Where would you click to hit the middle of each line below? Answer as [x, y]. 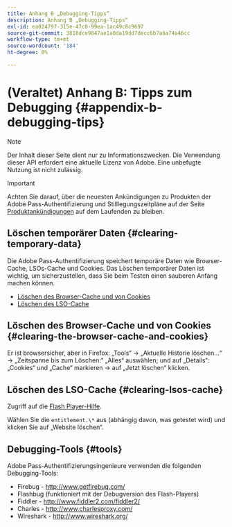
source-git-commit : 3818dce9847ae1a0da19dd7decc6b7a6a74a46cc [99, 33]
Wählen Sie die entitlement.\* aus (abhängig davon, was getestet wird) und [116, 420]
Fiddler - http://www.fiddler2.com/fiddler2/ [79, 501]
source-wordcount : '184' [43, 46]
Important [21, 183]
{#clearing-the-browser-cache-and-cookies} [108, 336]
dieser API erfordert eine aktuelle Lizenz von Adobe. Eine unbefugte [104, 162]
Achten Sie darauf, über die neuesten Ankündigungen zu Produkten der [109, 196]
